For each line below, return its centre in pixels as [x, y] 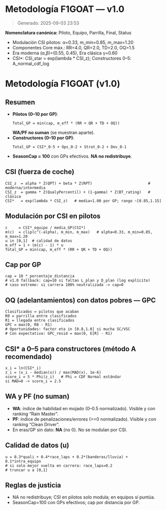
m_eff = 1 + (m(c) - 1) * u [34, 245]
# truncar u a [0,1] [27, 470]
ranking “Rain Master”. [35, 414]
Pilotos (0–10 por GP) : [35, 114]
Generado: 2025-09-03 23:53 [48, 23]
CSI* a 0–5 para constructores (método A [71, 349]
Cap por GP [23, 265]
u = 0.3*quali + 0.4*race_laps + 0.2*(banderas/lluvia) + [67, 457]
